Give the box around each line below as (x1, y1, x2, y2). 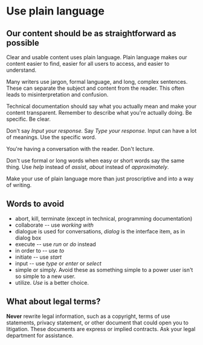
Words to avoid (6, 199, 65, 209)
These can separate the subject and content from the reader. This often (6, 84, 185, 92)
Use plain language (6, 4, 105, 18)
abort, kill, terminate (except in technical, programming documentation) (14, 215, 193, 222)
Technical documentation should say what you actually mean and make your (6, 103, 197, 110)
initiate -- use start (14, 253, 62, 261)
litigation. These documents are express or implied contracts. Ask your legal (6, 325, 196, 332)
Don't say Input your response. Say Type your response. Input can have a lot (6, 127, 197, 134)
